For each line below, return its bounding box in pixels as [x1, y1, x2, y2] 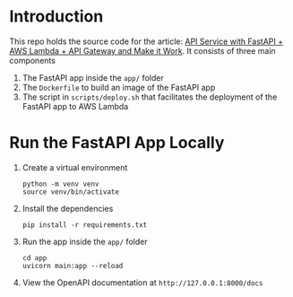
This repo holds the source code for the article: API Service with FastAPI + [9, 36, 284, 47]
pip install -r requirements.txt [22, 220, 148, 230]
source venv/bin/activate [22, 187, 119, 197]
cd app [22, 253, 47, 262]
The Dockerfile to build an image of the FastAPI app [22, 82, 216, 92]
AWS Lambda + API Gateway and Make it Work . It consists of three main [9, 45, 276, 56]
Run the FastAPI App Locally [9, 133, 225, 153]
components [9, 55, 56, 66]
